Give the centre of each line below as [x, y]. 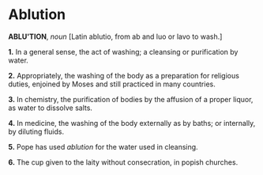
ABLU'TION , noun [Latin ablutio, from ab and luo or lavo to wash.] [115, 36]
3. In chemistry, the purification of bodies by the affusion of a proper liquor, [131, 99]
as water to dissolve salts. [51, 108]
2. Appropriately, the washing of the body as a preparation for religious [124, 75]
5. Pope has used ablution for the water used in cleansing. [103, 146]
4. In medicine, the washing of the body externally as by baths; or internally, [132, 123]
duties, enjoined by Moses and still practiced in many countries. [112, 84]
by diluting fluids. [36, 131]
